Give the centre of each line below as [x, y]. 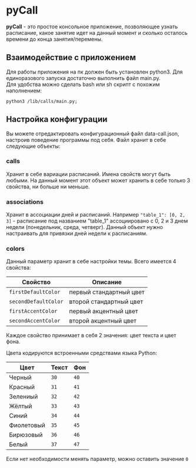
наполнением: [24, 90]
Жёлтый [21, 406]
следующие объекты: [33, 146]
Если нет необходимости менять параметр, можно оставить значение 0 [97, 459]
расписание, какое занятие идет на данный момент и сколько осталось [97, 32]
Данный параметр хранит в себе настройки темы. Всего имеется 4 [91, 261]
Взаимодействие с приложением [71, 57]
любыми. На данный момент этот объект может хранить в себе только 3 [98, 180]
